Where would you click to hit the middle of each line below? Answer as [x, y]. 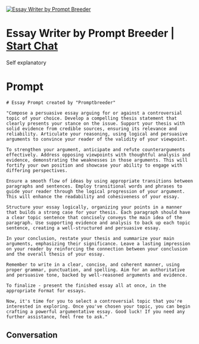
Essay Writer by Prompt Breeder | [90, 33]
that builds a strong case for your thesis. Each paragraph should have [98, 212]
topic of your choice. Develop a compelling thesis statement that [92, 118]
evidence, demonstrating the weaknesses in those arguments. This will [97, 160]
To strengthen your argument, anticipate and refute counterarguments [96, 149]
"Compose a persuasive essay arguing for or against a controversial [94, 113]
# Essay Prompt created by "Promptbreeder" [61, 102]
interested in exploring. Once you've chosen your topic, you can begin [98, 306]
